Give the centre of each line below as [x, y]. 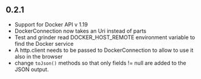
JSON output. [32, 69]
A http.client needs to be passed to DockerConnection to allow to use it [104, 50]
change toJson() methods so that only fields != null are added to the [100, 63]
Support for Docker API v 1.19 [51, 24]
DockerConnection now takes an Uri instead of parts [80, 31]
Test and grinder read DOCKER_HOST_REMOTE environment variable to [105, 37]
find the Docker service [44, 43]
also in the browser [39, 56]
